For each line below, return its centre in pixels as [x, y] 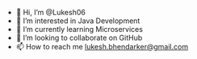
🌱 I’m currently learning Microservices [80, 29]
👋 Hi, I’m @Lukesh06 [51, 12]
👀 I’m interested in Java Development [78, 21]
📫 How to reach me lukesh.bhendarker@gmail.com [102, 47]
